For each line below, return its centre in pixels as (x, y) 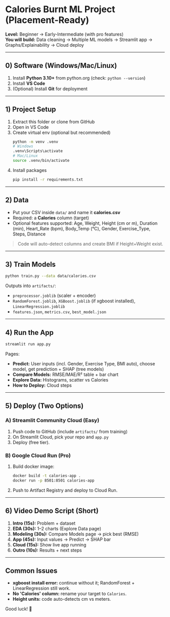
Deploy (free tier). (31, 442)
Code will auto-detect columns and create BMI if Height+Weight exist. (90, 244)
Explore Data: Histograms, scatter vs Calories (60, 380)
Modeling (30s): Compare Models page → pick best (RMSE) (76, 534)
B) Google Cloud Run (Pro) (38, 455)
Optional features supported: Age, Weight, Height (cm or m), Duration (85, 223)
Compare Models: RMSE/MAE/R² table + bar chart (66, 374)
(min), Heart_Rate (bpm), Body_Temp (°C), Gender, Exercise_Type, (81, 228)
